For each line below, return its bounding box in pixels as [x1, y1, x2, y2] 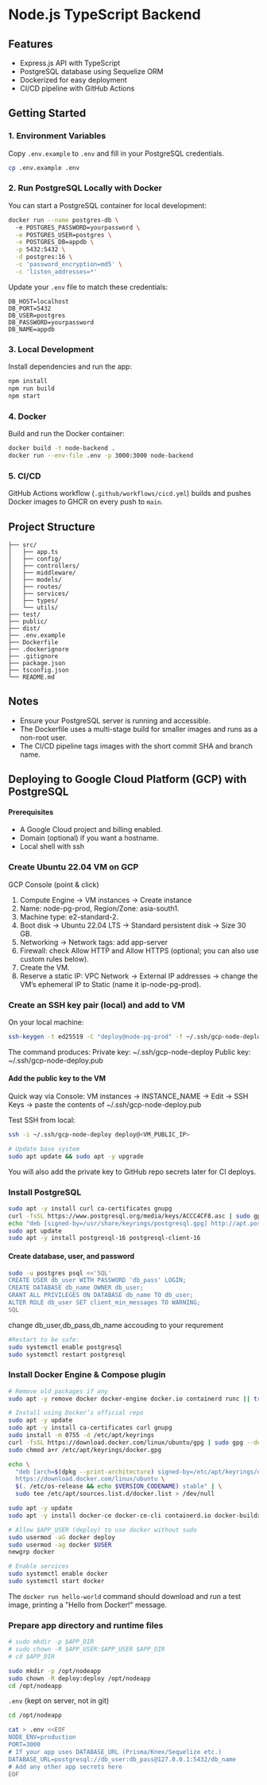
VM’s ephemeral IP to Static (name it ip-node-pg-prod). [19, 979, 201, 989]
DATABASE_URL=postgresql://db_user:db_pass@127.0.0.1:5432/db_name [8, 1755, 237, 1764]
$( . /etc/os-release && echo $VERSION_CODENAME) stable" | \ [15, 1482, 222, 1491]
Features [8, 37, 53, 51]
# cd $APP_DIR [8, 1652, 56, 1660]
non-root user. [19, 733, 68, 742]
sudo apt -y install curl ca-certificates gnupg [8, 1204, 172, 1213]
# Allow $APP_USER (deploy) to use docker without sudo [8, 1526, 197, 1534]
